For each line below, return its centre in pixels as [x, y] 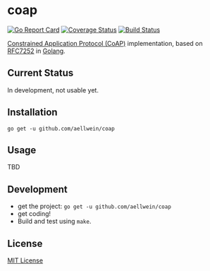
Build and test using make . [54, 222]
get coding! [34, 214]
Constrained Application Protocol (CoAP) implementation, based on [105, 43]
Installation [32, 113]
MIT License [25, 260]
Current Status [41, 73]
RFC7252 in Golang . [36, 51]
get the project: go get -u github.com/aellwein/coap [94, 206]
